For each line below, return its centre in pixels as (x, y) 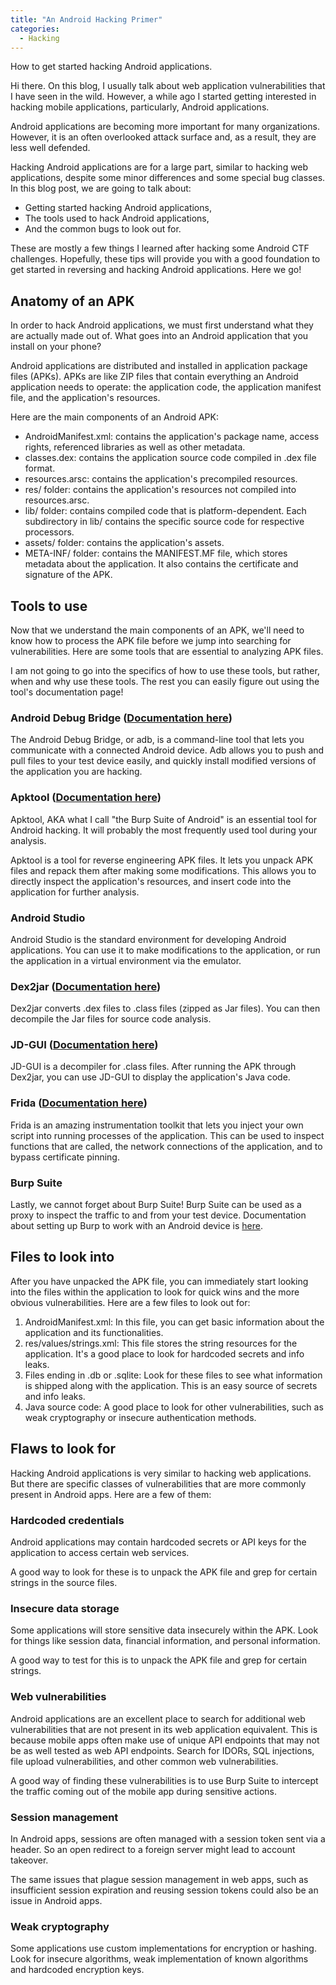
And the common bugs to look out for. (103, 229)
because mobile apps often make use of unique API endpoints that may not (165, 1740)
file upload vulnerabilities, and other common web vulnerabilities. (144, 1761)
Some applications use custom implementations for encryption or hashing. (163, 1948)
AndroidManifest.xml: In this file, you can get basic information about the (174, 1322)
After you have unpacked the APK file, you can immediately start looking (159, 1281)
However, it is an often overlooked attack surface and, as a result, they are (163, 137)
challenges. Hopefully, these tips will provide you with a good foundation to (165, 259)
